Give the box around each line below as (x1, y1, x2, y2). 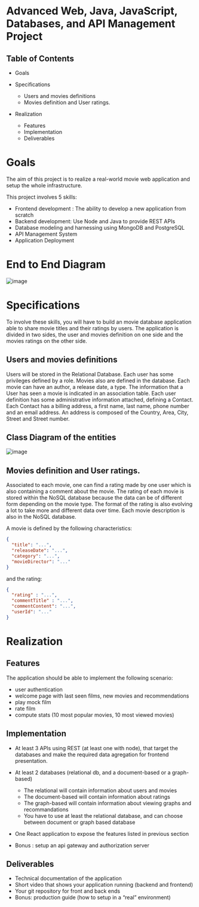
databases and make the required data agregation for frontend (14, 751, 169, 758)
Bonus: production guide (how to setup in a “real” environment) (14, 894, 172, 901)
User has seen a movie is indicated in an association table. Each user (6, 389, 176, 397)
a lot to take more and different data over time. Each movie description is (6, 507, 185, 514)
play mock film (14, 698, 51, 705)
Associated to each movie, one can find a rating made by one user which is (6, 482, 191, 489)
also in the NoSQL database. (6, 513, 76, 521)
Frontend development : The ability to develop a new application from (14, 205, 186, 212)
